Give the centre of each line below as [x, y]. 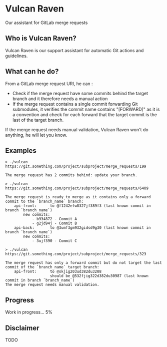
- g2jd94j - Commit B [54, 223]
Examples [21, 150]
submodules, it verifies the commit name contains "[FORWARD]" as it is [86, 109]
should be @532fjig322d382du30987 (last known [99, 276]
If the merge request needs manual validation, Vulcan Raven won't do [77, 129]
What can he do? [32, 71]
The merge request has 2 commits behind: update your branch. [71, 175]
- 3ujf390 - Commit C [54, 241]
